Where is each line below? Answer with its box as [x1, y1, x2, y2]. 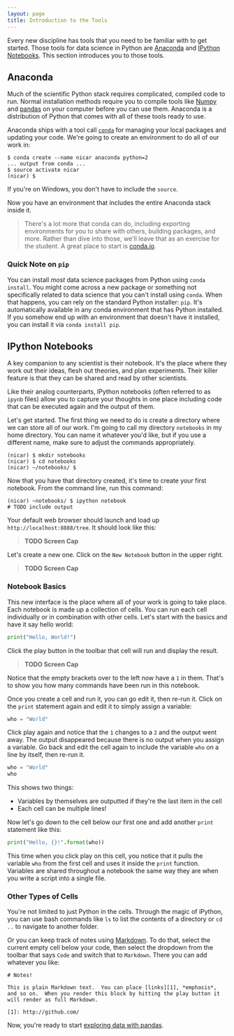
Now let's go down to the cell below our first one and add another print [7, 818, 214, 826]
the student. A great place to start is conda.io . [24, 242, 156, 250]
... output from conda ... [7, 161, 86, 168]
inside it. [7, 206, 32, 215]
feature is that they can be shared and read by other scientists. [7, 374, 189, 382]
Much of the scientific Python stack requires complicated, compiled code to [7, 90, 226, 98]
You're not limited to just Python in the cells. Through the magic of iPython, [7, 908, 224, 916]
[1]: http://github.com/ [7, 1009, 80, 1016]
